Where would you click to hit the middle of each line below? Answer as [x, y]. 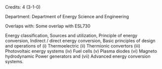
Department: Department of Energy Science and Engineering [67, 16]
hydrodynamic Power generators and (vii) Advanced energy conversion [78, 56]
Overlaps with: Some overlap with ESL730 [48, 26]
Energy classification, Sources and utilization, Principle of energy [71, 35]
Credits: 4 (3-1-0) [23, 7]
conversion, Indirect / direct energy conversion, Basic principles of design [80, 41]
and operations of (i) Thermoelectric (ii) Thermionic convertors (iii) [73, 46]
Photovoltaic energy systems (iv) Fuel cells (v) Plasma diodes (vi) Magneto [81, 51]
